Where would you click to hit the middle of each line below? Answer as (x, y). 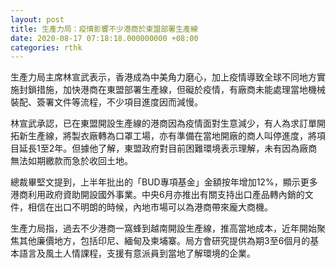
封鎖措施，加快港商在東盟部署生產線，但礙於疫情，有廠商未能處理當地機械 (172, 90)
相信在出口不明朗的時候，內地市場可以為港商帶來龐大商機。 (150, 207)
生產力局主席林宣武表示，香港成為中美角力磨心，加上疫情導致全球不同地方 (163, 77)
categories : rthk (46, 47)
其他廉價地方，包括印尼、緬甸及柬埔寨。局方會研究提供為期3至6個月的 (164, 241)
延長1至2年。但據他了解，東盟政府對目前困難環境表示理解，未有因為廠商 (168, 148)
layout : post (37, 19)
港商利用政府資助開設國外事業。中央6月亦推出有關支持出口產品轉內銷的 (157, 195)
